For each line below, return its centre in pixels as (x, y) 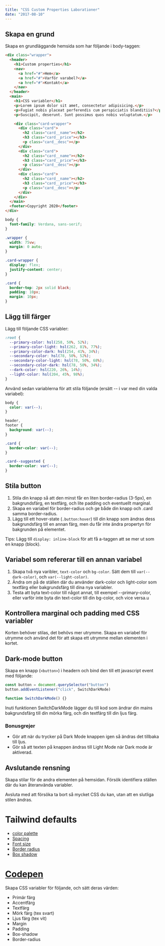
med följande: (19, 676)
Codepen (24, 874)
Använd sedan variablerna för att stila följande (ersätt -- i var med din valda (81, 388)
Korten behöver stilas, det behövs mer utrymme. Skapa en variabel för (76, 633)
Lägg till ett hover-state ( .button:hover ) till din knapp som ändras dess (84, 519)
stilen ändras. (19, 800)
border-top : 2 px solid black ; (40, 288)
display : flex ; (25, 265)
